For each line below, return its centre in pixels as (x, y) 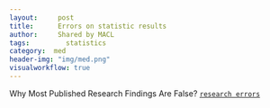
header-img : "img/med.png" (60, 59)
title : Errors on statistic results (88, 26)
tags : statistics (58, 43)
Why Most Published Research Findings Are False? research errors (135, 93)
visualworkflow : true (50, 68)
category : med (38, 51)
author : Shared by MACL (62, 34)
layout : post (42, 18)
